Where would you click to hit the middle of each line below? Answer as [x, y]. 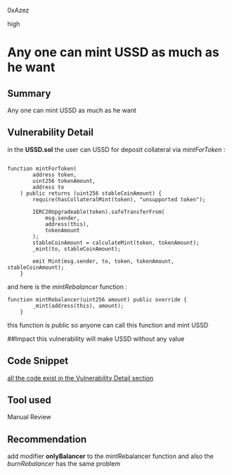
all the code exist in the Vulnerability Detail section [80, 378]
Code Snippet [38, 361]
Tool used [29, 401]
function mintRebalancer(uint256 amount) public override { [97, 299]
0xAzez [18, 10]
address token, [55, 175]
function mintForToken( [42, 169]
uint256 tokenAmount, [64, 181]
